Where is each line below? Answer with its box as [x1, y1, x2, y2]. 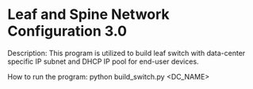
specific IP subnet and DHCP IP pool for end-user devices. [7, 57, 199, 66]
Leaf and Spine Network [7, 6, 170, 24]
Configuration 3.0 [7, 22, 128, 40]
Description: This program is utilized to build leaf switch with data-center [7, 48, 246, 57]
